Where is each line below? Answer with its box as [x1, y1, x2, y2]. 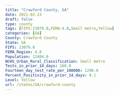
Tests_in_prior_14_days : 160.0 [5, 63, 71, 68]
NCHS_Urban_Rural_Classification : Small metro [5, 59, 105, 64]
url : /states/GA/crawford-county [5, 82, 76, 87]
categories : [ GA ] [5, 31, 42, 36]
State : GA [5, 40, 26, 45]
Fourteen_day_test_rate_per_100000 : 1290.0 [5, 68, 99, 73]
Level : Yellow [5, 77, 35, 82]
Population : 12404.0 [5, 54, 49, 59]
